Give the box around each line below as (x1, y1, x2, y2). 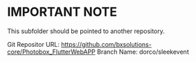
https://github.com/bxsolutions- (61, 40, 152, 48)
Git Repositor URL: (7, 40, 60, 48)
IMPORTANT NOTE (7, 4, 118, 20)
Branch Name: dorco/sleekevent (96, 48, 189, 56)
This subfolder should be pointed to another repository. (7, 27, 165, 35)
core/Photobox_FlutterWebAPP (7, 48, 96, 56)
